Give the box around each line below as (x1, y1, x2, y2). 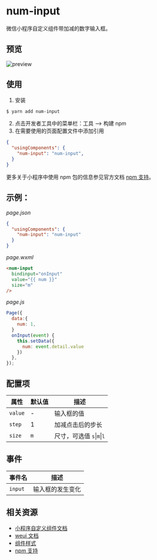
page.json (6, 209, 31, 216)
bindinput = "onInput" (11, 271, 63, 277)
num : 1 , (17, 321, 36, 328)
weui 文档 (14, 532, 39, 539)
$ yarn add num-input (6, 108, 60, 115)
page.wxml (6, 254, 34, 260)
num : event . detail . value (21, 343, 84, 349)
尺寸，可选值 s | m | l (54, 432, 106, 440)
